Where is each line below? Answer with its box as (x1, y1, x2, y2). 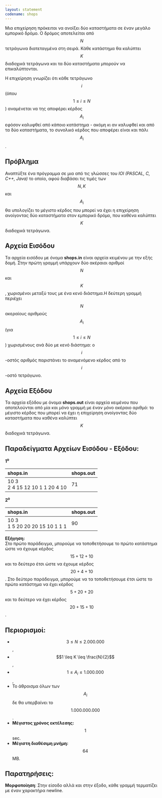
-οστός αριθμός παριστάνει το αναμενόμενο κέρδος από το (5, 357, 126, 363)
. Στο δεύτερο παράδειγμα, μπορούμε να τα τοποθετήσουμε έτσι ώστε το (5, 576, 152, 582)
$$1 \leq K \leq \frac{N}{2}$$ (56, 654, 115, 660)
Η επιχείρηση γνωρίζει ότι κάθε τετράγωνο (5, 75, 93, 81)
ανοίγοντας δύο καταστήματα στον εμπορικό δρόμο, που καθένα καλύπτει (5, 212, 157, 218)
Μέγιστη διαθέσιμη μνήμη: (12, 740, 69, 746)
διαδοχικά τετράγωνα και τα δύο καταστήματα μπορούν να (5, 60, 126, 66)
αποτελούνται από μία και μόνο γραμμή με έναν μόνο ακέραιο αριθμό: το (5, 405, 154, 411)
